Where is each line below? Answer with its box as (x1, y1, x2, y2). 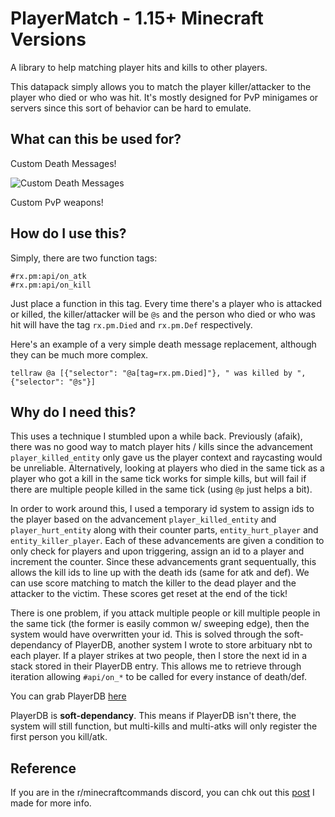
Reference (10, 760, 77, 777)
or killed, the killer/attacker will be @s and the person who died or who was (10, 308, 316, 320)
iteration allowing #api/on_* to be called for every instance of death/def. (10, 671, 307, 683)
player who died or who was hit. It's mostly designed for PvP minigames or (10, 91, 319, 103)
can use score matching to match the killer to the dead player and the (10, 577, 297, 589)
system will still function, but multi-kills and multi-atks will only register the (10, 720, 318, 732)
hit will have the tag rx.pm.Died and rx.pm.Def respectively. (10, 318, 253, 331)
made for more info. (10, 797, 92, 809)
